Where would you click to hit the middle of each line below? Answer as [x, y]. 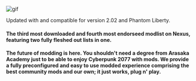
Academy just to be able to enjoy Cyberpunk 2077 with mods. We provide [97, 59]
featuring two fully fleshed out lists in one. [59, 40]
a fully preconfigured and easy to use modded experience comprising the [98, 66]
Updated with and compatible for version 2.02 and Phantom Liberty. [88, 20]
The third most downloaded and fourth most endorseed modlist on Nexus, [98, 34]
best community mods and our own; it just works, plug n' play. [84, 72]
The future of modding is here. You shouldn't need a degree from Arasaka [98, 53]
